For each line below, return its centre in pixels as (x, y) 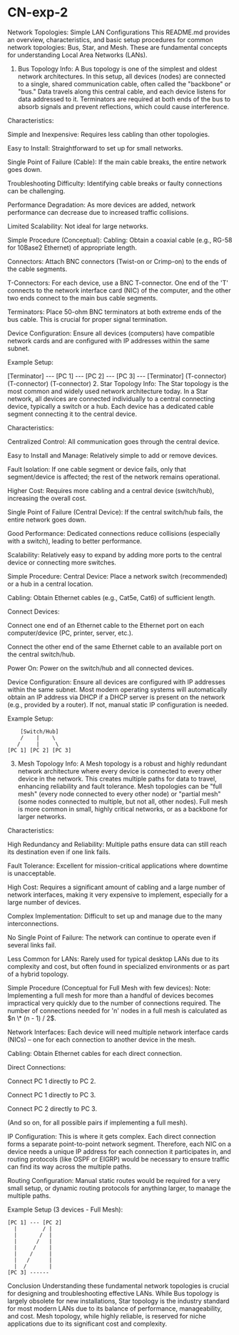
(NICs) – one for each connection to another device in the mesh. (102, 1040)
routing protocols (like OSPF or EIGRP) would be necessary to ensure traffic (118, 1159)
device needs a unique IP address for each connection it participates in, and (119, 1151)
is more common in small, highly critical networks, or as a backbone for (123, 809)
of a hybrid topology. (38, 974)
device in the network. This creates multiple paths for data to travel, (117, 778)
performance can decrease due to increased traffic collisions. (98, 212)
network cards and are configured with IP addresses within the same (109, 340)
